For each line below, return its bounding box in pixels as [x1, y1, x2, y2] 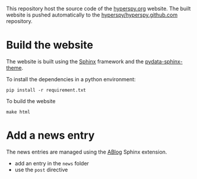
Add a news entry [6, 129, 95, 142]
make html [6, 109, 31, 115]
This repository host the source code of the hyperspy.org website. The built [6, 5, 191, 12]
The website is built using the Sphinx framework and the [6, 57, 144, 65]
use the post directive [14, 166, 68, 173]
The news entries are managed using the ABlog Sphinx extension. [6, 148, 167, 155]
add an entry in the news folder [14, 159, 89, 167]
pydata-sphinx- [145, 57, 183, 65]
